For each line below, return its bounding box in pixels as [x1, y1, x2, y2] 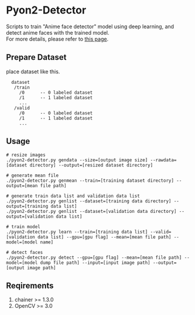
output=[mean [6, 182, 38, 188]
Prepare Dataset [6, 52, 67, 62]
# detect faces [6, 249, 43, 255]
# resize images [6, 152, 46, 158]
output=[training [6, 203, 49, 209]
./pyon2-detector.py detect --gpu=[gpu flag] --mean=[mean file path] [6, 255, 182, 260]
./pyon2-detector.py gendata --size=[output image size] [6, 157, 148, 163]
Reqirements [6, 280, 54, 290]
